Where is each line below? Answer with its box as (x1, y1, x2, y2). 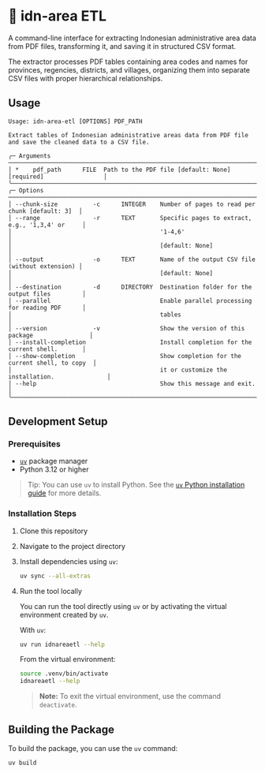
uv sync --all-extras (19, 572, 91, 580)
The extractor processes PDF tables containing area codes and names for (8, 57, 248, 66)
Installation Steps (8, 508, 77, 519)
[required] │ (8, 173, 108, 181)
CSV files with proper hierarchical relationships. (8, 73, 163, 83)
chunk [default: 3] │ (8, 207, 83, 215)
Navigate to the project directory (19, 541, 126, 551)
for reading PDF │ (8, 304, 87, 312)
